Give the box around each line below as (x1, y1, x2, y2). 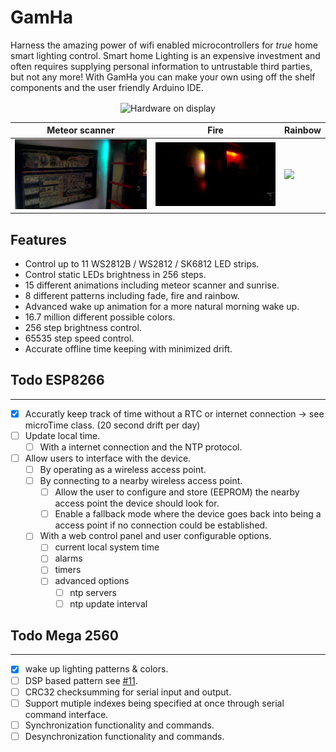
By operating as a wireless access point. (39, 463, 207, 475)
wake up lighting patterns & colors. (24, 663, 169, 675)
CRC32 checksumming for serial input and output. (24, 686, 232, 698)
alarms (54, 552, 83, 565)
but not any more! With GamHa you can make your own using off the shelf (10, 71, 316, 83)
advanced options (54, 575, 130, 587)
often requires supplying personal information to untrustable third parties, (10, 60, 313, 72)
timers (54, 564, 82, 576)
